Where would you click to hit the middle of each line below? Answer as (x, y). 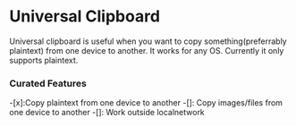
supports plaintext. (44, 60)
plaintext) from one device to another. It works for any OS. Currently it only (147, 50)
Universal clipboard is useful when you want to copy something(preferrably (148, 41)
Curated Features (48, 83)
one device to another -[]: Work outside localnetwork (107, 113)
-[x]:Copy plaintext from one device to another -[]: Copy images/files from (146, 103)
